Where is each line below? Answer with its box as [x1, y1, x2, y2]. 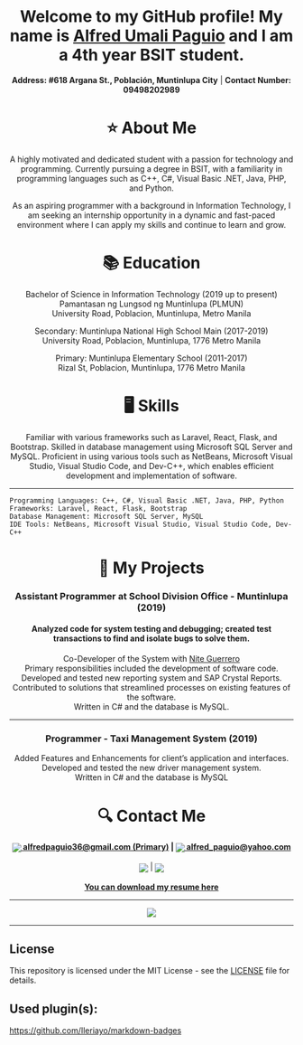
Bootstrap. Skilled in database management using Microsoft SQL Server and [10, 441, 293, 452]
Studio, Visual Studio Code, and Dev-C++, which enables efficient [29, 460, 274, 471]
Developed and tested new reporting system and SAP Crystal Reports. [21, 673, 282, 683]
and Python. [129, 183, 174, 193]
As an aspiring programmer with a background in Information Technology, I [12, 200, 291, 211]
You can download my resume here [84, 881, 219, 892]
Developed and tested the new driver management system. [41, 762, 262, 774]
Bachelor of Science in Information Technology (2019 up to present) [25, 288, 278, 299]
